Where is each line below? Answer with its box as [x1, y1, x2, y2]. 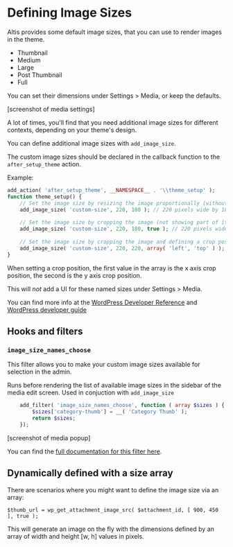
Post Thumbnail [17, 71, 62, 79]
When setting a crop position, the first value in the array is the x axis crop [7, 263, 216, 272]
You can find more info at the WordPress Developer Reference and [7, 298, 198, 306]
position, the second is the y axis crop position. [7, 271, 142, 279]
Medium [17, 55, 42, 64]
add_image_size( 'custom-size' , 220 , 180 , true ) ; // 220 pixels [19, 225, 213, 233]
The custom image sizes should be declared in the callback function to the [7, 153, 221, 161]
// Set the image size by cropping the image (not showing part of [19, 219, 218, 226]
